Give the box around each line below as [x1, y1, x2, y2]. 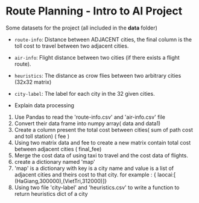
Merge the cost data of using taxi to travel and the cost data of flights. [14, 152, 188, 159]
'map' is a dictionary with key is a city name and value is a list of [14, 164, 174, 172]
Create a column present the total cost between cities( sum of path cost [14, 126, 194, 133]
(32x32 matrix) [14, 78, 52, 86]
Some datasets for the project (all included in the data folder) [5, 24, 158, 31]
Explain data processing [14, 101, 75, 109]
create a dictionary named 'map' [14, 158, 96, 165]
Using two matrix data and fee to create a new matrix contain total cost [14, 139, 191, 146]
